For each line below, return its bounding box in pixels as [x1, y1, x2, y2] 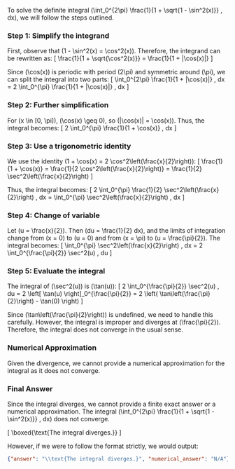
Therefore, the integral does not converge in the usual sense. [7, 325, 183, 334]
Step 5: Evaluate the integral [7, 266, 106, 276]
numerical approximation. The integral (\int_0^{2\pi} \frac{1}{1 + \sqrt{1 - [7, 407, 215, 416]
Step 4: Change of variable [7, 210, 100, 220]
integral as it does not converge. [7, 366, 101, 374]
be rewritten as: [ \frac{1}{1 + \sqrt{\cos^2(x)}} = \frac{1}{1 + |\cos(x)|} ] [7, 54, 213, 62]
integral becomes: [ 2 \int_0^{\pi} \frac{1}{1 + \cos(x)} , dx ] [7, 123, 177, 132]
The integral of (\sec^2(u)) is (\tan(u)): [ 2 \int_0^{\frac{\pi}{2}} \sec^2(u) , [7, 282, 220, 290]
